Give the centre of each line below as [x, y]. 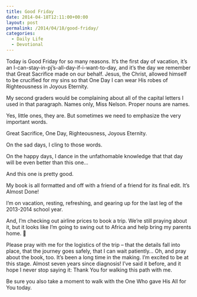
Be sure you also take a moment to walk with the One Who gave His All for [96, 281]
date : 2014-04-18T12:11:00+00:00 [47, 17]
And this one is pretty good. [40, 174]
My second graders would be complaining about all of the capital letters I [95, 97]
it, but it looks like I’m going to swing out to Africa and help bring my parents [99, 227]
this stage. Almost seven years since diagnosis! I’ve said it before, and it [93, 263]
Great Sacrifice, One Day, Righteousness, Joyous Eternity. [77, 133]
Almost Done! [23, 191]
